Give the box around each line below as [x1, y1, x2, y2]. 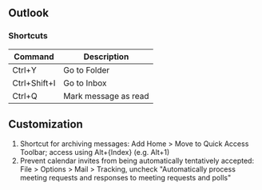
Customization [8, 117, 84, 131]
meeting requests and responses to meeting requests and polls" [19, 172, 232, 182]
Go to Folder [63, 64, 110, 75]
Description [83, 51, 129, 62]
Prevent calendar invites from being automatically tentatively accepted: [19, 156, 254, 165]
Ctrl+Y [12, 64, 38, 75]
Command [14, 51, 54, 62]
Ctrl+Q [12, 90, 38, 101]
